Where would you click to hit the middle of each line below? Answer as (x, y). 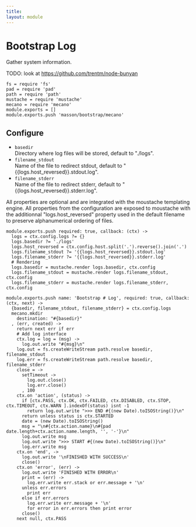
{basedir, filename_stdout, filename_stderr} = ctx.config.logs (91, 308)
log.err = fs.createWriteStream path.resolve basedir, (85, 360)
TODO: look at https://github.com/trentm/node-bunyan (72, 73)
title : (14, 11)
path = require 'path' (34, 94)
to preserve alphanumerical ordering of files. (60, 221)
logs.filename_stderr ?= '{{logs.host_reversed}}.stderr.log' (89, 257)
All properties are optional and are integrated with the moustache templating (98, 202)
